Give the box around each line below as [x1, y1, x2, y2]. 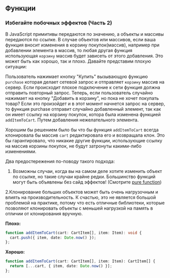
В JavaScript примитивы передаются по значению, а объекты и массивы [5, 31, 164, 37]
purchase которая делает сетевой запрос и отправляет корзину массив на [5, 79, 165, 85]
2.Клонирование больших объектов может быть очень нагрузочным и [5, 189, 158, 195]
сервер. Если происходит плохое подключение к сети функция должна [5, 84, 161, 90]
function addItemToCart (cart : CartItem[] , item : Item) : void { [5, 230, 142, 235]
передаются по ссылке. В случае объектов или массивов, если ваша [5, 36, 156, 42]
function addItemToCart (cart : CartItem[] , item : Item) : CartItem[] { [5, 259, 156, 264]
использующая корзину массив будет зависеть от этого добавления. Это [5, 53, 163, 59]
